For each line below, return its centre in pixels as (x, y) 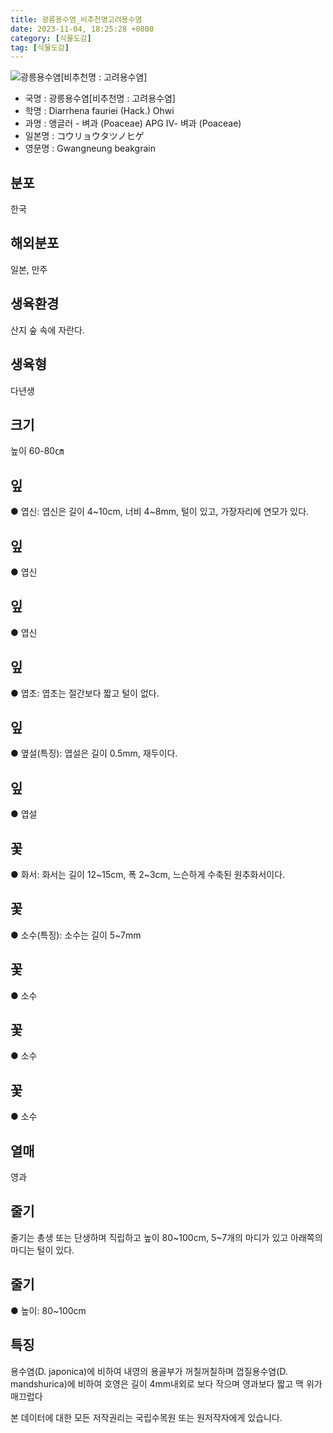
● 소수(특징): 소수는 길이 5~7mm (76, 935)
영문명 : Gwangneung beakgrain (90, 148)
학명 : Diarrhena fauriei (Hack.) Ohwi (99, 111)
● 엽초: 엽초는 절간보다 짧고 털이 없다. (85, 693)
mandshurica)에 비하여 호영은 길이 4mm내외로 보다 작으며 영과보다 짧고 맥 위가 (166, 1383)
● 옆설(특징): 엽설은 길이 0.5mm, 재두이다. (94, 753)
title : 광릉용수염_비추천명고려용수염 (76, 19)
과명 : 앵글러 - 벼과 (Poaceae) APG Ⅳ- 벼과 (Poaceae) (133, 123)
